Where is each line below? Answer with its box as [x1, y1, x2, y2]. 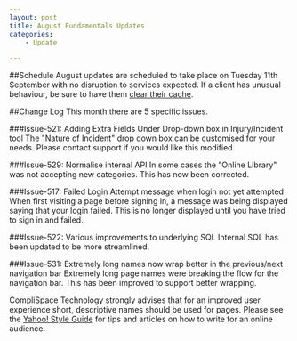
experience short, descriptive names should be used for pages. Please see [9, 304, 284, 315]
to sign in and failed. [9, 215, 84, 225]
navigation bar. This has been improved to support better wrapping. [9, 278, 257, 288]
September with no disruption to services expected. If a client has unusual [9, 79, 282, 90]
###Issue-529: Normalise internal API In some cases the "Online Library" [9, 159, 277, 170]
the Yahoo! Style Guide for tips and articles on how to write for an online [9, 313, 273, 325]
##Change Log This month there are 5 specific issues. [9, 106, 209, 117]
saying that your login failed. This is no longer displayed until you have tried [9, 206, 286, 216]
